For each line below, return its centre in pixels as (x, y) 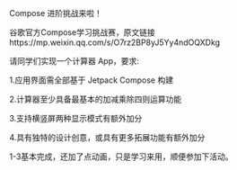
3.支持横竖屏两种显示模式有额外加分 (76, 118)
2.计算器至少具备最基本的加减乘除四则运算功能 (96, 99)
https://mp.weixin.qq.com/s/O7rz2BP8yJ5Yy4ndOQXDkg (115, 42)
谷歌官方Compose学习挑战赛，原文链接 (82, 32)
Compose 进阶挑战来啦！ (56, 13)
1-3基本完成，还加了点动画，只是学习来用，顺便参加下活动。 (121, 157)
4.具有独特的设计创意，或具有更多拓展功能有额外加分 (107, 137)
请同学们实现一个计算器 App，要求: (74, 61)
